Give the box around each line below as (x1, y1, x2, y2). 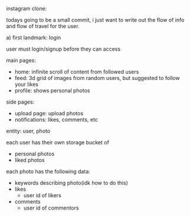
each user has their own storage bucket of (6, 139, 109, 146)
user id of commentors (23, 204, 79, 211)
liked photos (14, 157, 45, 164)
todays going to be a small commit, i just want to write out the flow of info (6, 16, 185, 23)
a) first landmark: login (6, 34, 61, 41)
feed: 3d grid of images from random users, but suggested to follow (14, 75, 180, 81)
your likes (14, 81, 38, 88)
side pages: (6, 98, 35, 105)
